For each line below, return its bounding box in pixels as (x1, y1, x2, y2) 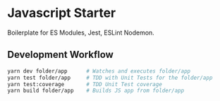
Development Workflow (7, 49, 114, 61)
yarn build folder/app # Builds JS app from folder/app (7, 87, 185, 95)
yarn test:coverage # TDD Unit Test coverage (7, 81, 162, 88)
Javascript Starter (7, 5, 116, 21)
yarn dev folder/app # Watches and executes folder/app (7, 67, 191, 75)
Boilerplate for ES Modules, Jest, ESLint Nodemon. (7, 28, 155, 37)
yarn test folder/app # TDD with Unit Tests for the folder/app (7, 74, 213, 81)
